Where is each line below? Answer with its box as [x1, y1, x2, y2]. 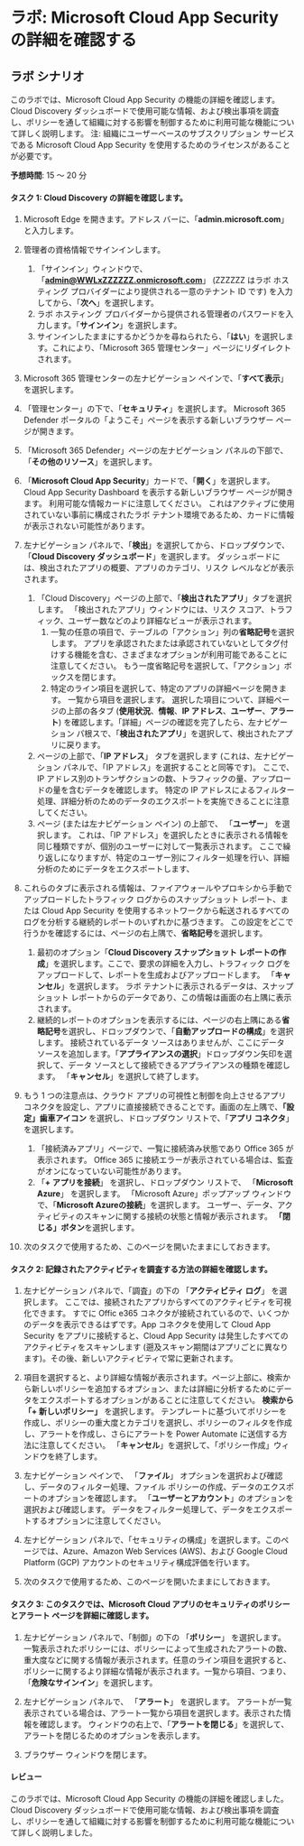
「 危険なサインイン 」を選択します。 [23, 1676, 158, 1687]
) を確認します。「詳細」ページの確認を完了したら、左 [58, 717, 256, 728]
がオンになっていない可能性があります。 [36, 1166, 187, 1177]
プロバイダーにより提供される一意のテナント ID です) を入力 [69, 286, 293, 297]
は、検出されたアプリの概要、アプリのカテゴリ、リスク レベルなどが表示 [23, 562, 294, 573]
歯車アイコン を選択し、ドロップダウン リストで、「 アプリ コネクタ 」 [39, 1112, 294, 1123]
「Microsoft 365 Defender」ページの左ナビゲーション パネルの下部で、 [23, 445, 289, 456]
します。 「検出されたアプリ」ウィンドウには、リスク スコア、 [36, 605, 270, 615]
